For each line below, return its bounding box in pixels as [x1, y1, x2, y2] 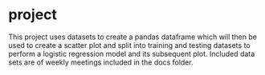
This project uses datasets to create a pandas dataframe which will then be [8, 32, 257, 41]
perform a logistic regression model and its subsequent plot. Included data [8, 49, 255, 58]
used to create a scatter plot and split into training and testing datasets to [8, 40, 251, 49]
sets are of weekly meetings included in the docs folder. [8, 57, 194, 67]
